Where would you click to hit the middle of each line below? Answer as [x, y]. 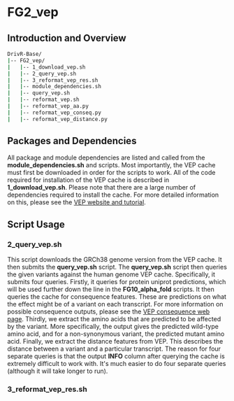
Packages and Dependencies [72, 141]
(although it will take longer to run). [58, 371]
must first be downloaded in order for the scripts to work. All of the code [111, 173]
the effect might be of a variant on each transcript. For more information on [115, 304]
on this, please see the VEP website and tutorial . [77, 202]
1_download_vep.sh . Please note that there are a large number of [102, 188]
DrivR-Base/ [24, 54]
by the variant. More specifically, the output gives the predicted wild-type [113, 327]
